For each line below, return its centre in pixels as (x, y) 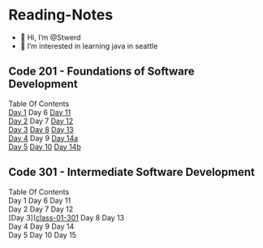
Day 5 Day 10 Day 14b (45, 147)
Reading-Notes (61, 15)
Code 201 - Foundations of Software (101, 72)
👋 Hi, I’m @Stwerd (50, 37)
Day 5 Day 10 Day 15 (43, 235)
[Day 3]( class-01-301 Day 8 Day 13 (67, 217)
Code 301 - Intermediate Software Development (132, 172)
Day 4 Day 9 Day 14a (43, 138)
